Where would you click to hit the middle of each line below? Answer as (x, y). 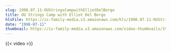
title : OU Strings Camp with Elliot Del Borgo (55, 15)
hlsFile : (15, 19)
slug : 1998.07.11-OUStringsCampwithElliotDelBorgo (60, 10)
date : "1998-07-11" (26, 24)
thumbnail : (17, 29)
